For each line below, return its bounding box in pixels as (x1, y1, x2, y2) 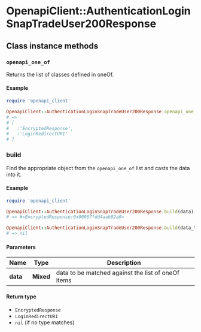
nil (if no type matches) (14, 319, 75, 326)
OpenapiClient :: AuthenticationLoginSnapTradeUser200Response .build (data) (6, 209, 194, 215)
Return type (6, 292, 37, 300)
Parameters (6, 243, 36, 250)
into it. (6, 171, 22, 178)
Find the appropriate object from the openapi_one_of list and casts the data (6, 164, 190, 171)
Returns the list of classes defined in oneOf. (6, 71, 114, 78)
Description (106, 259, 141, 267)
